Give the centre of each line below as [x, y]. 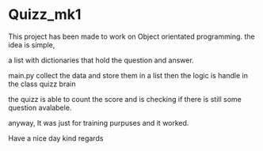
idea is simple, [32, 44]
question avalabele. [40, 108]
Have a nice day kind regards [56, 138]
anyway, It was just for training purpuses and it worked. [99, 123]
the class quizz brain [42, 84]
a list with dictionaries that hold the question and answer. [101, 60]
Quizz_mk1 [45, 15]
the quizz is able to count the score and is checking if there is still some [125, 99]
